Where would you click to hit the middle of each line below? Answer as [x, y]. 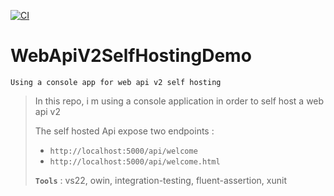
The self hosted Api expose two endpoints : [124, 131]
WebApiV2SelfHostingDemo [131, 56]
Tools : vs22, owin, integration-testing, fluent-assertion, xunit [160, 180]
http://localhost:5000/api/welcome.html [135, 161]
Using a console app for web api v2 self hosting [116, 82]
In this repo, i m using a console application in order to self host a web [179, 101]
